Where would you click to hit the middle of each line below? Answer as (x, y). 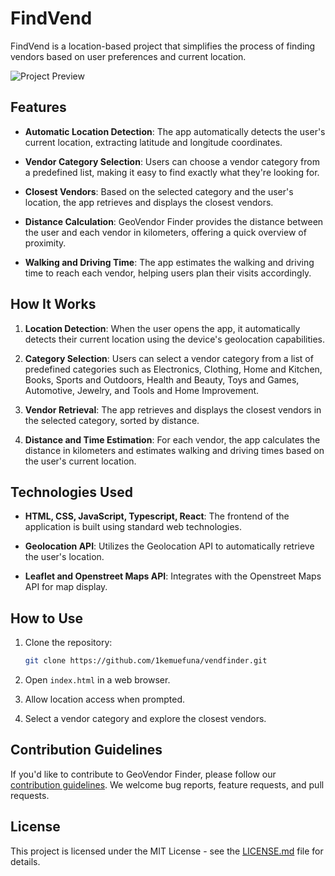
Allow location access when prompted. (105, 699)
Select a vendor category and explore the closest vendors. (145, 719)
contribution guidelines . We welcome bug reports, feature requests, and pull (167, 784)
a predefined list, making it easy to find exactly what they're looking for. (172, 172)
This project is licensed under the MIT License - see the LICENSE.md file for (167, 851)
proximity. (45, 243)
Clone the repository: (68, 643)
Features (38, 107)
